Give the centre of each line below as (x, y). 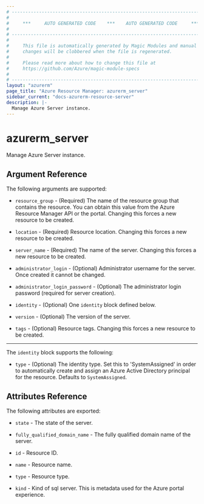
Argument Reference (47, 174)
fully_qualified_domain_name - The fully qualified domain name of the (103, 435)
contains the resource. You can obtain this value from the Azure (95, 207)
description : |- (27, 102)
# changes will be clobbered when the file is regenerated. (89, 52)
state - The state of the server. (54, 423)
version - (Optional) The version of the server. (73, 317)
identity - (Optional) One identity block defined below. (85, 305)
